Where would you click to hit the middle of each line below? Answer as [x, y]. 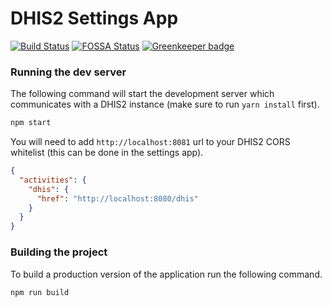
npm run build [40, 292]
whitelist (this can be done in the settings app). [107, 153]
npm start [31, 123]
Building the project [59, 252]
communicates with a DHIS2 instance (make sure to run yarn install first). [165, 104]
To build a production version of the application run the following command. [166, 274]
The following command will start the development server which [142, 94]
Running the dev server [68, 72]
